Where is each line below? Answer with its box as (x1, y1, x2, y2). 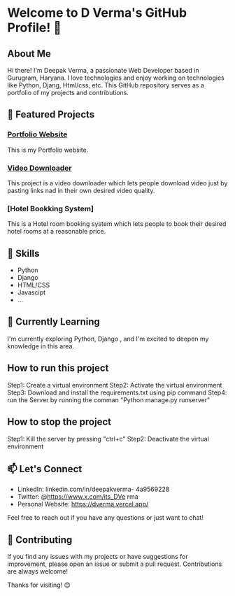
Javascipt (17, 288, 46, 297)
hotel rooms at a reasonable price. (7, 227, 106, 236)
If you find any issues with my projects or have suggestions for (7, 553, 188, 561)
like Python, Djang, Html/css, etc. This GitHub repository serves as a (7, 81, 205, 89)
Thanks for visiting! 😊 (7, 581, 71, 589)
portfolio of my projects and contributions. (7, 89, 129, 97)
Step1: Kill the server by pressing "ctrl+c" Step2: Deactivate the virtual (7, 434, 210, 443)
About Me (7, 48, 51, 59)
